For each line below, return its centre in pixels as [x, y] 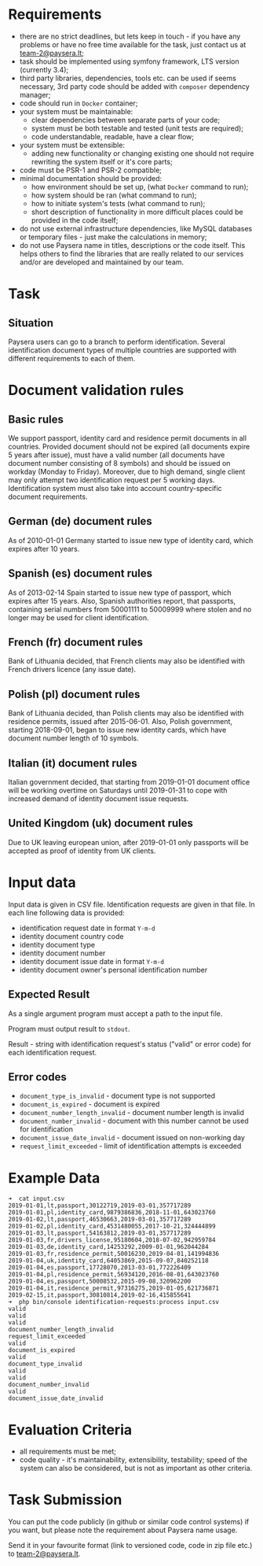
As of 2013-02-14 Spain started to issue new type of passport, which [120, 593]
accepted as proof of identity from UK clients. [82, 851]
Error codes [37, 1077]
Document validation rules [96, 390]
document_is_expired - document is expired [89, 1104]
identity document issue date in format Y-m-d [92, 961]
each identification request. [53, 1052]
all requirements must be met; [68, 1452]
